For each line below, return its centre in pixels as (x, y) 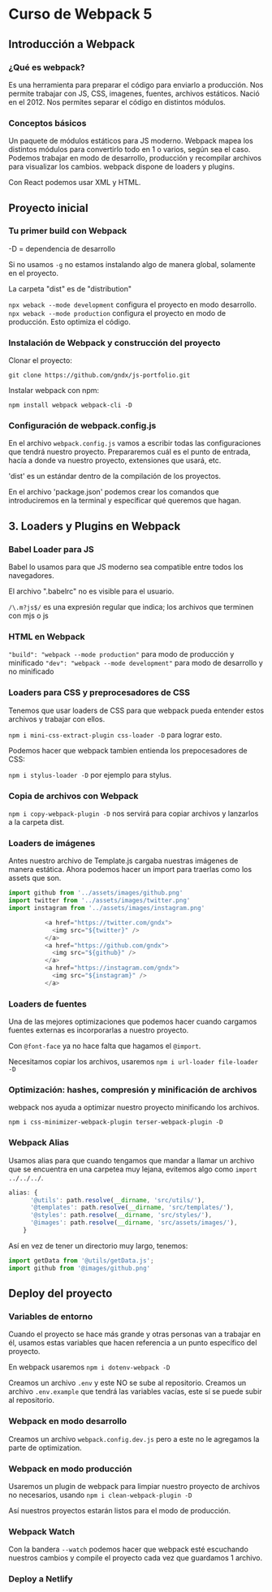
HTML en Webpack (47, 636)
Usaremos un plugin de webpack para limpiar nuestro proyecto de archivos (134, 1486)
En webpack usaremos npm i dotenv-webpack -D (89, 1367)
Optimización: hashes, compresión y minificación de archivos (133, 1090)
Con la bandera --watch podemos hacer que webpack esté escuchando (129, 1549)
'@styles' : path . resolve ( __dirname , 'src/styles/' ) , (121, 1215)
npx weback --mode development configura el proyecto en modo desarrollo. (133, 304)
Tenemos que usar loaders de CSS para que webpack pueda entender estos (136, 710)
